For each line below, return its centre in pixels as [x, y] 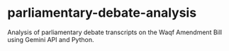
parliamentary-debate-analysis [102, 13]
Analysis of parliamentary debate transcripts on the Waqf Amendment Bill [114, 32]
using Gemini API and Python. [51, 39]
